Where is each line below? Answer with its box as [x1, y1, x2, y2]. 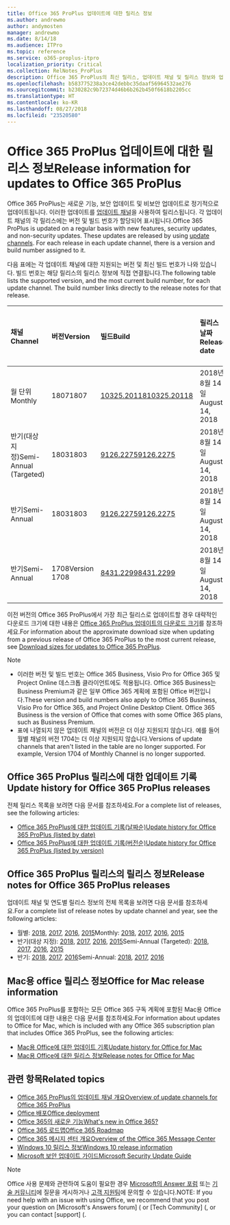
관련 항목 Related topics [7, 1074, 105, 1085]
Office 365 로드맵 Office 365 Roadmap [16, 1126, 125, 1134]
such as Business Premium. [16, 717, 95, 726]
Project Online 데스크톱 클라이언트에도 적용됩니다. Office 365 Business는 [16, 678, 217, 686]
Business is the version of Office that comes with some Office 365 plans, [16, 710, 223, 719]
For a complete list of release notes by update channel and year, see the [14, 907, 218, 915]
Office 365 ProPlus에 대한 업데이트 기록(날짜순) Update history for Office [16, 823, 216, 831]
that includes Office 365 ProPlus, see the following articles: [7, 1029, 175, 1037]
